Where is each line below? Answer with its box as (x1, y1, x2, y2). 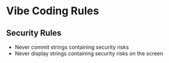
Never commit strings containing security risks (14, 43, 129, 51)
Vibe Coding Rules (6, 4, 100, 18)
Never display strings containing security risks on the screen (14, 50, 164, 57)
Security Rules (6, 28, 62, 38)
